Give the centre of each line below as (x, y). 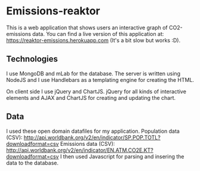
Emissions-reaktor (53, 11)
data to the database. (32, 163)
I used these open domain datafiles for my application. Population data (93, 131)
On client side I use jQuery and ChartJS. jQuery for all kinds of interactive (96, 91)
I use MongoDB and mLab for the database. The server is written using (93, 74)
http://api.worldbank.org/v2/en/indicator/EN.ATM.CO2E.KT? (80, 150)
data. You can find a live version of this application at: (98, 33)
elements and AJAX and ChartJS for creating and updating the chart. (91, 97)
